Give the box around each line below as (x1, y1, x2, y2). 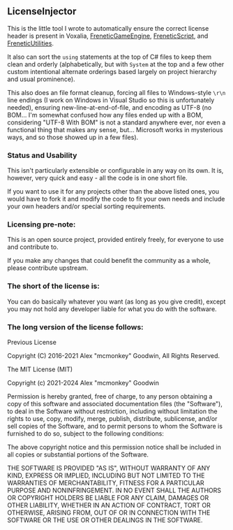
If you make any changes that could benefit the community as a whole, (7, 257, 211, 265)
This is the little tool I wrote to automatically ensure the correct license (7, 24, 209, 32)
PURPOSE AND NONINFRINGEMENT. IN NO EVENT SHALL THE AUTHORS (7, 486, 222, 494)
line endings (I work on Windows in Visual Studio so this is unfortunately (7, 96, 215, 104)
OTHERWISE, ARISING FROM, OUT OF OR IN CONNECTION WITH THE (7, 508, 211, 517)
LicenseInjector (7, 6, 77, 17)
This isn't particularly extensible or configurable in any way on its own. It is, (7, 166, 224, 175)
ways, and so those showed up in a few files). (7, 133, 139, 141)
